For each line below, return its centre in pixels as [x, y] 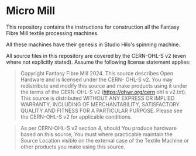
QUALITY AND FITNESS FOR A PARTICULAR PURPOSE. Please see [102, 110]
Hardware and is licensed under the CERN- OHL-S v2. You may [97, 79]
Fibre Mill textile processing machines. [52, 33]
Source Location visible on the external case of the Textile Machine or [104, 140]
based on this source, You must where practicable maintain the [97, 134]
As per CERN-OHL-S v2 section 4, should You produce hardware [99, 128]
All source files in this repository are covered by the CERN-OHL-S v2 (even [96, 56]
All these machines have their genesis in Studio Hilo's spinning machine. [93, 44]
